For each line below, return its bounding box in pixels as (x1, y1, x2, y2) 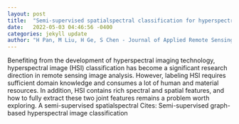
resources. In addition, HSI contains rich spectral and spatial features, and (7, 86, 225, 95)
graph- (210, 101, 231, 110)
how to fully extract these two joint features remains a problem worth (7, 94, 210, 103)
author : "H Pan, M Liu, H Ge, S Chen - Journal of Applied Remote (7, 37, 208, 44)
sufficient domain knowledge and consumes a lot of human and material (7, 79, 219, 87)
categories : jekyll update (7, 30, 87, 38)
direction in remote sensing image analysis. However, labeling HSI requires (7, 72, 226, 80)
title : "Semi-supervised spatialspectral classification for (7, 17, 196, 24)
